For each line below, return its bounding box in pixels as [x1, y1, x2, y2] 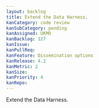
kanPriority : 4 [6, 74, 44, 80]
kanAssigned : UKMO [6, 31, 51, 37]
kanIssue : [6, 42, 31, 48]
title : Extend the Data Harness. [6, 14, 88, 20]
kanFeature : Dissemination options [6, 53, 94, 58]
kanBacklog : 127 [6, 36, 46, 42]
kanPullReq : [6, 47, 35, 53]
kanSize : [6, 69, 28, 75]
